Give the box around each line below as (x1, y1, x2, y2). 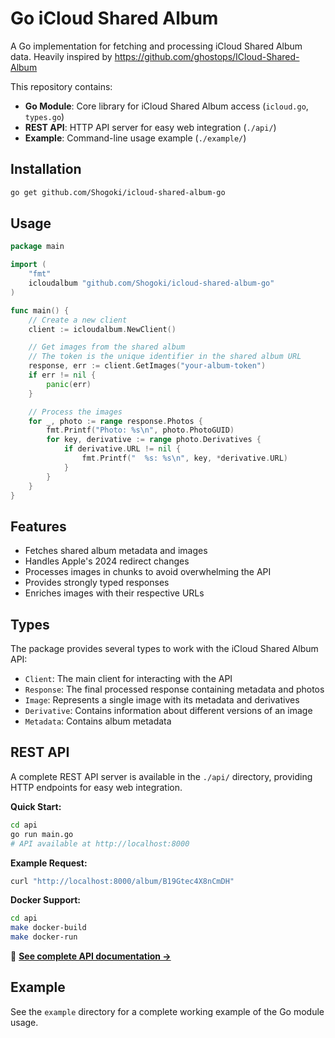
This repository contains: (10, 80, 113, 92)
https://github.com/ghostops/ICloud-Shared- (114, 50, 300, 62)
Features (10, 518, 67, 535)
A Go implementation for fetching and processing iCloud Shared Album (10, 40, 303, 52)
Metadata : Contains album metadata (24, 715, 172, 727)
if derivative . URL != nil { (63, 444, 182, 454)
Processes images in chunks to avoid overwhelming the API (24, 566, 272, 578)
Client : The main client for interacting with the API (24, 673, 233, 685)
